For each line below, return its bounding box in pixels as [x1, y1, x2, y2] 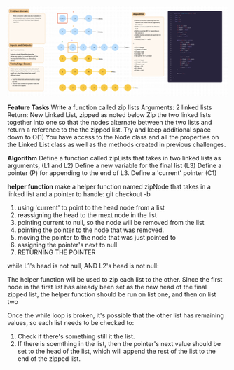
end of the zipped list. [17, 355, 81, 363]
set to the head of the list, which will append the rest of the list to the [17, 347, 216, 356]
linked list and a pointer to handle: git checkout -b [7, 190, 151, 198]
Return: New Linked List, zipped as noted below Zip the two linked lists [7, 111, 212, 119]
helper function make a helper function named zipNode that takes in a [7, 182, 212, 191]
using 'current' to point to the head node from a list [17, 203, 165, 212]
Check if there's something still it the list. [17, 332, 135, 341]
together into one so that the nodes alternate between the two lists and [7, 118, 212, 127]
